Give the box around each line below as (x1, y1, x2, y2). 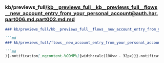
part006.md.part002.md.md (5, 16, 75, 23)
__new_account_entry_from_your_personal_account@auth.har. (5, 10, 158, 16)
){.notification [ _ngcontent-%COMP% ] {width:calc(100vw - (5, 53, 121, 58)
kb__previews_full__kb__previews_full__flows (47, 4, 158, 11)
